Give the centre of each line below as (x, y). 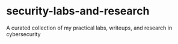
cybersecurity (23, 34)
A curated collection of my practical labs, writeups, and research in (89, 28)
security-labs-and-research (78, 11)
